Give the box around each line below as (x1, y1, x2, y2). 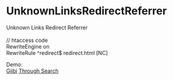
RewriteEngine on (6, 43, 50, 50)
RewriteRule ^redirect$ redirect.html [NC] (6, 49, 108, 56)
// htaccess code (6, 36, 48, 44)
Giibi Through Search (6, 67, 59, 74)
